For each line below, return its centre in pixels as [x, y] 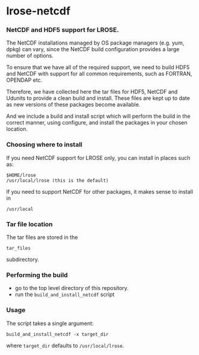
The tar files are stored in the [42, 237]
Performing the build [37, 275]
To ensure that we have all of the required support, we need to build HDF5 [98, 67]
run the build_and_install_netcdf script [65, 295]
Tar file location [29, 224]
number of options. [30, 56]
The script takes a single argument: [50, 323]
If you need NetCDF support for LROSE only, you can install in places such [98, 158]
